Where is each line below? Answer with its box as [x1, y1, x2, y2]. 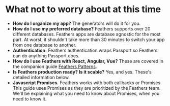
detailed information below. [12, 74, 70, 80]
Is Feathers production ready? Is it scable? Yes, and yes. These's [12, 68, 152, 75]
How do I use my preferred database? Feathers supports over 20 [12, 25, 151, 31]
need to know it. [12, 95, 47, 102]
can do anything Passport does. [12, 52, 80, 59]
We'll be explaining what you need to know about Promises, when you [12, 90, 160, 96]
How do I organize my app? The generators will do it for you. [12, 20, 141, 26]
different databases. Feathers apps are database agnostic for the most [12, 31, 161, 37]
